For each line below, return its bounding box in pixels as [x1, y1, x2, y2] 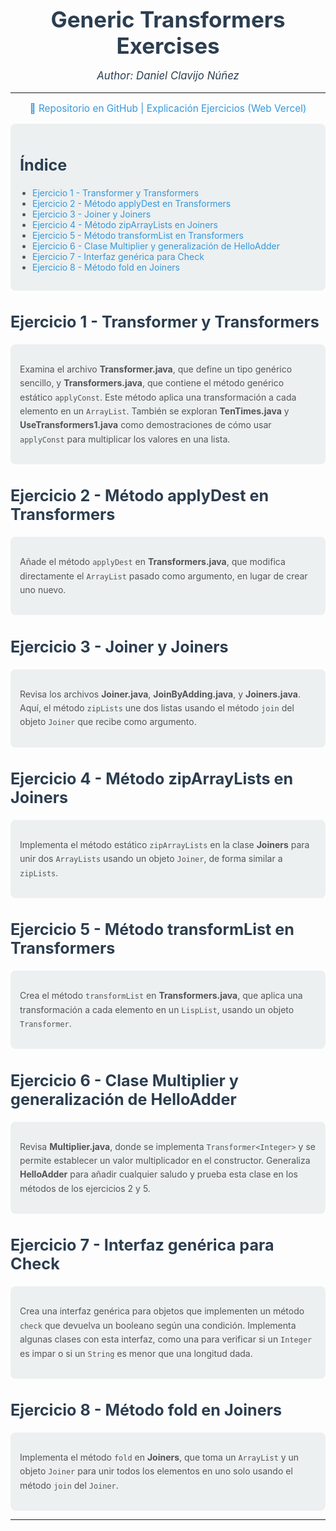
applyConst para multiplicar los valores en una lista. [19, 433, 231, 445]
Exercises [116, 32, 220, 59]
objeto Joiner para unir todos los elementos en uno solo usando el [19, 1465, 293, 1477]
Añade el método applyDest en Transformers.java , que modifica [19, 556, 286, 568]
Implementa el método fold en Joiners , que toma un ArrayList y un [19, 1451, 300, 1464]
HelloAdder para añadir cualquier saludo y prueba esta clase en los [19, 1168, 298, 1180]
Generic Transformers [50, 6, 286, 33]
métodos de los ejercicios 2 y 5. [19, 1182, 151, 1194]
